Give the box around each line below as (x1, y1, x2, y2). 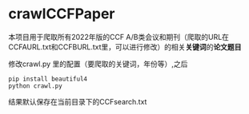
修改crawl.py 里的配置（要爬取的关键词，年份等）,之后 (8, 59, 188, 69)
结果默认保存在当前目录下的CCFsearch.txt (8, 96, 147, 106)
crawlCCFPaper (8, 5, 115, 23)
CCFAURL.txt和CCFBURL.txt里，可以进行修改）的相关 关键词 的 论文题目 (8, 41, 242, 52)
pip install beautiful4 (8, 75, 88, 83)
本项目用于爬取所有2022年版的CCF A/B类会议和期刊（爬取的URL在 (8, 32, 230, 41)
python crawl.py (8, 81, 62, 90)
